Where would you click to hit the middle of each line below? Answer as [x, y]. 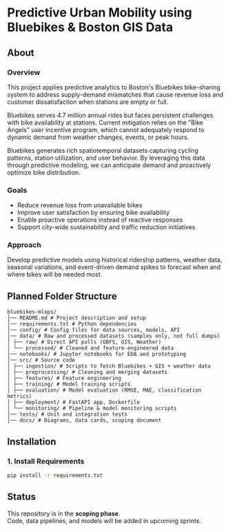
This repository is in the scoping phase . [64, 513]
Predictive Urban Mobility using [100, 13]
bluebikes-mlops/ [32, 312]
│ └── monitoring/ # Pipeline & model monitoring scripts [92, 408]
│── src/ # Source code [41, 360]
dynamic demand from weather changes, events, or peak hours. [98, 137]
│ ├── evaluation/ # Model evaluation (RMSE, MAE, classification [104, 390]
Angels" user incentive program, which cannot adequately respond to [106, 129]
